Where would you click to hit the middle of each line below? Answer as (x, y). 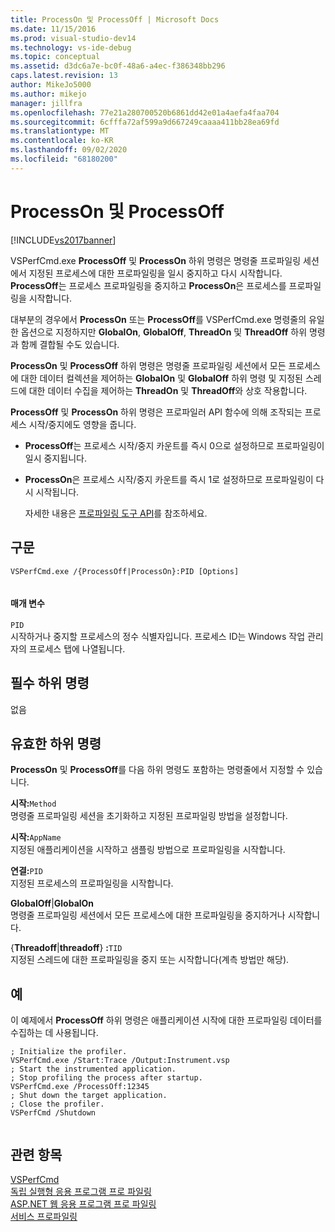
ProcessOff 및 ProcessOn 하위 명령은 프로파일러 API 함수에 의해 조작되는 (156, 412)
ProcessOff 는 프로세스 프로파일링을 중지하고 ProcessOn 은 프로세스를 (148, 285)
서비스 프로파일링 (44, 1216)
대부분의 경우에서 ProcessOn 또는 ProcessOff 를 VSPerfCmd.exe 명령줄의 (158, 319)
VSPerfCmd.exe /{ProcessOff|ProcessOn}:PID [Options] (125, 571)
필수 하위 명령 (50, 683)
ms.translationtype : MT (60, 131)
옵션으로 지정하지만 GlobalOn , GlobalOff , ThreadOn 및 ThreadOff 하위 (164, 332)
